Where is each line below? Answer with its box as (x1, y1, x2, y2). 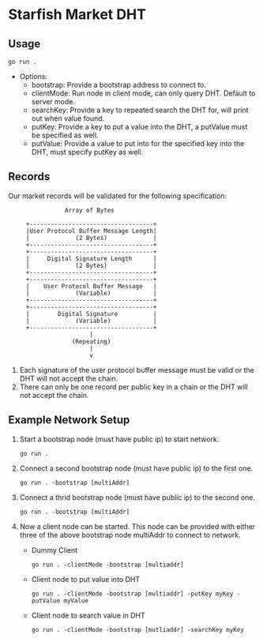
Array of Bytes (64, 206, 115, 214)
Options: (19, 72, 48, 81)
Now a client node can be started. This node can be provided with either (19, 521, 256, 531)
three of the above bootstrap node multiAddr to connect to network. (19, 530, 241, 539)
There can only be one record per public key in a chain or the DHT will (19, 381, 249, 392)
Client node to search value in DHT (31, 610, 146, 620)
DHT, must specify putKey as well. (31, 148, 144, 156)
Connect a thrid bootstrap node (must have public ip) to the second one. (19, 492, 255, 502)
